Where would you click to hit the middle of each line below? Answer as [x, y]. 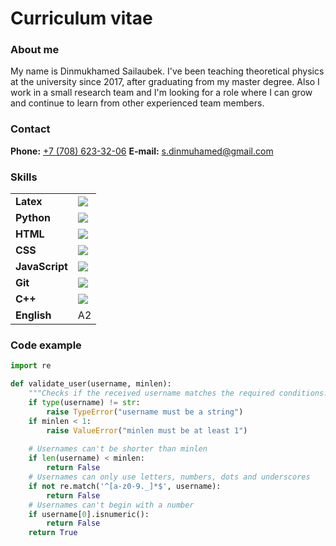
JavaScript [41, 267]
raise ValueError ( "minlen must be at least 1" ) [147, 430]
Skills [24, 177]
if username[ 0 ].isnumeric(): [89, 514]
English [33, 315]
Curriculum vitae [81, 18]
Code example [46, 345]
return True [53, 533]
